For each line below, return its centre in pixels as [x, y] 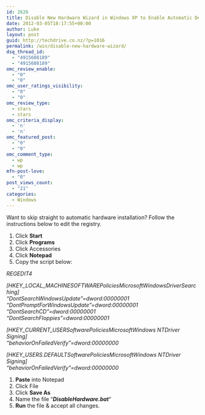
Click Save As [33, 392]
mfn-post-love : [26, 171]
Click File [27, 386]
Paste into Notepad [40, 379]
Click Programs [35, 242]
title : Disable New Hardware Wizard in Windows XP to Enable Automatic [99, 18]
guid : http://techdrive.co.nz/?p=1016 [56, 40]
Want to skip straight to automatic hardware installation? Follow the [91, 217]
